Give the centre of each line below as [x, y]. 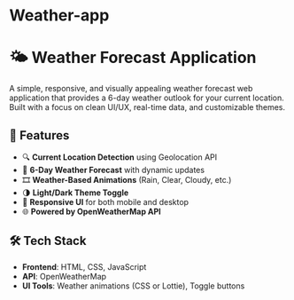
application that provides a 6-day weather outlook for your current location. [147, 98]
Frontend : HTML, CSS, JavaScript [84, 266]
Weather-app [59, 16]
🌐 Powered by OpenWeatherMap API [91, 211]
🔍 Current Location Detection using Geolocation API [120, 157]
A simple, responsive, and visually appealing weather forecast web [131, 89]
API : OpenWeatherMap [64, 276]
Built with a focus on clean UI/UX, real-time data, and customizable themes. [147, 107]
